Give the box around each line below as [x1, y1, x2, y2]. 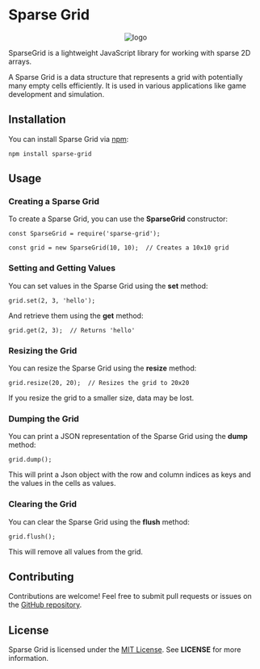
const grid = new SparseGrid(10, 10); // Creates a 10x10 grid [8, 244, 229, 252]
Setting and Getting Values [8, 262, 115, 274]
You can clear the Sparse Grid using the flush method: [8, 516, 190, 526]
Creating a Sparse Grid [8, 196, 99, 207]
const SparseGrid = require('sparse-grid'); [8, 230, 161, 238]
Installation [8, 113, 66, 127]
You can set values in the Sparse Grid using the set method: [8, 281, 208, 291]
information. [8, 654, 49, 663]
